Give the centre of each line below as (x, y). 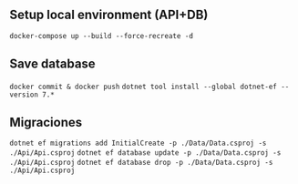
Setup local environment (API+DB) (109, 15)
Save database (52, 64)
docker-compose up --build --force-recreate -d (102, 36)
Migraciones (46, 123)
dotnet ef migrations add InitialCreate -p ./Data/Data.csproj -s (138, 143)
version (24, 95)
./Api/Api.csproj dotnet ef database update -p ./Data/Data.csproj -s (145, 153)
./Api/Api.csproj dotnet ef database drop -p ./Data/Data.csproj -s (141, 163)
